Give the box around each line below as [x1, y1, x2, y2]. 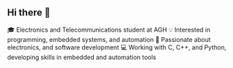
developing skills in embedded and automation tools [7, 53, 156, 61]
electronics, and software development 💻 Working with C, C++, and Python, [7, 43, 227, 52]
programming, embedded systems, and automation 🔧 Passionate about [7, 35, 211, 43]
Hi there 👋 [7, 7, 51, 19]
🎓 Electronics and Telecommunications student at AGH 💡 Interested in [7, 25, 211, 34]
